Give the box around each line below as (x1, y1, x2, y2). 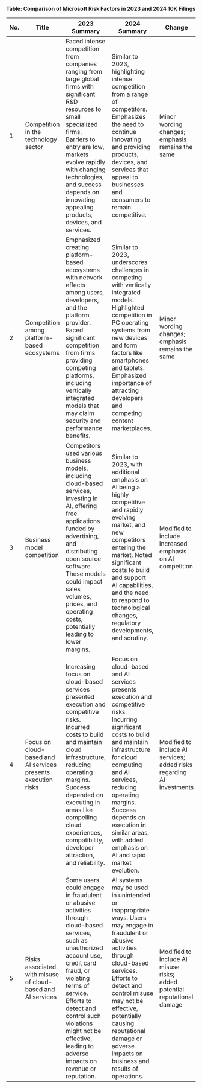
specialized (66, 120, 98, 129)
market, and (111, 521, 145, 529)
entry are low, (66, 143, 105, 151)
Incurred (66, 723, 90, 731)
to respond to (111, 596, 150, 604)
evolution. (111, 866, 139, 874)
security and (66, 416, 101, 425)
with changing (66, 165, 106, 174)
